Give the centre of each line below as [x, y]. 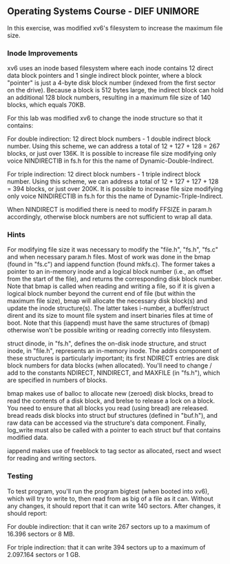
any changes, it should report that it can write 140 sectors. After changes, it [114, 505]
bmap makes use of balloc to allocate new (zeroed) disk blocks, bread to [110, 394]
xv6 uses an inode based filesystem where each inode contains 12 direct [110, 68]
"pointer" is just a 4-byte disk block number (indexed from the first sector [112, 83]
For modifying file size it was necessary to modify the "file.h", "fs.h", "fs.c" [113, 250]
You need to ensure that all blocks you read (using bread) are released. [108, 408]
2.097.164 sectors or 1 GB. [44, 554]
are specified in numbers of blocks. [57, 380]
